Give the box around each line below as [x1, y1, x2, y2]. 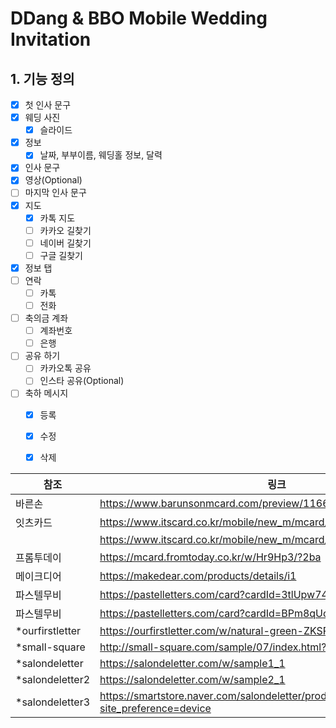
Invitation [10, 28, 92, 51]
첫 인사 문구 [24, 99, 72, 111]
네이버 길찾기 [39, 237, 92, 249]
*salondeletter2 [15, 672, 91, 686]
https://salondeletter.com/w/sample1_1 [99, 656, 286, 670]
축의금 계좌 [24, 312, 69, 324]
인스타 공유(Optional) [39, 375, 125, 387]
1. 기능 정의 [10, 70, 75, 87]
